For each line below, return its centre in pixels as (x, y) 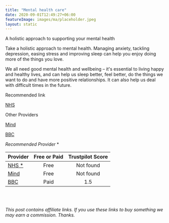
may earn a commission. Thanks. (40, 215)
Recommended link (25, 95)
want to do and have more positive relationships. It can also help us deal (80, 80)
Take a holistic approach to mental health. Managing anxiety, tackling (77, 48)
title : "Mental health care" (36, 10)
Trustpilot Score (88, 157)
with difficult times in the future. (38, 85)
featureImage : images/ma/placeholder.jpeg (51, 19)
